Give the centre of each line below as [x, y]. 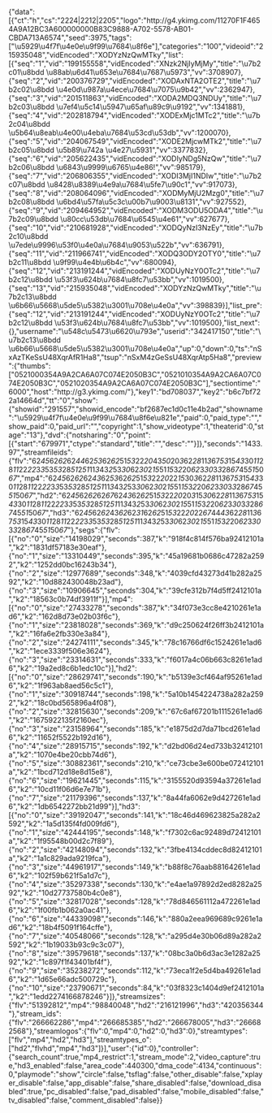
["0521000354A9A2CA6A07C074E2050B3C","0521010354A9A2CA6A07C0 [135, 374]
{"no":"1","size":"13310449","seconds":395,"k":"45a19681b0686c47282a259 [136, 556]
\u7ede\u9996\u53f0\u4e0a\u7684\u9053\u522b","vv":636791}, [117, 245]
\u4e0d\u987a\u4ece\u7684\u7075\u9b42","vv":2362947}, [156, 89]
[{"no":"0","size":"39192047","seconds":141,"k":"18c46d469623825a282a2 [135, 815]
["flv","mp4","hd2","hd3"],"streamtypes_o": [80, 1039]
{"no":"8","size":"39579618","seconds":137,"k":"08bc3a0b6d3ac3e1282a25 [135, 953]
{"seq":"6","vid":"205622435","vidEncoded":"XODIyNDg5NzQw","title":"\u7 [135, 159]
